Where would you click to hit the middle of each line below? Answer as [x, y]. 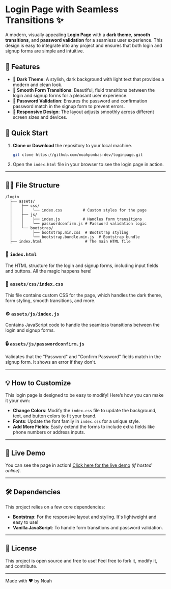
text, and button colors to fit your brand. [54, 416]
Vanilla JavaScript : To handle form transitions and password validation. [88, 527]
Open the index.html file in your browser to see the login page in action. [88, 165]
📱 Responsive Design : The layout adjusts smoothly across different [83, 112]
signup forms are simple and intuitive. [45, 51]
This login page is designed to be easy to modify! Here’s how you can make [84, 395]
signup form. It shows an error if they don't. [51, 362]
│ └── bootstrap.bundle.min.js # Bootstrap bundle [75, 237]
